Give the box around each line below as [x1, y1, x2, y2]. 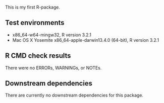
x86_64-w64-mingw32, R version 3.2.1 [12, 32, 92, 38]
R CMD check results [5, 52, 71, 60]
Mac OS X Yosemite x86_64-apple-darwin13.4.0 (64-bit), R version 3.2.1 [12, 37, 160, 43]
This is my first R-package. [5, 4, 60, 10]
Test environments [5, 18, 64, 27]
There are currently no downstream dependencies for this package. [5, 92, 144, 99]
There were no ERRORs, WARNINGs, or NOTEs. [5, 65, 102, 71]
